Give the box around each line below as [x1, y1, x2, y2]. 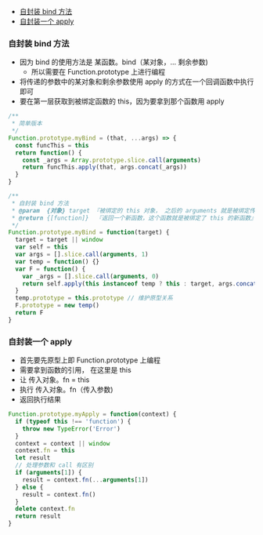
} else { [15, 483, 44, 491]
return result [15, 512, 61, 520]
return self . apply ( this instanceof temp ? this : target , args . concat [22, 279, 258, 288]
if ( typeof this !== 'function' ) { [15, 417, 131, 425]
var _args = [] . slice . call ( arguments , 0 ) [22, 272, 159, 280]
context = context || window [15, 439, 110, 447]
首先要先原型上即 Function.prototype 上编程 [19, 355, 160, 365]
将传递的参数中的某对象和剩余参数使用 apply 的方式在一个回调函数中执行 [19, 77, 254, 86]
